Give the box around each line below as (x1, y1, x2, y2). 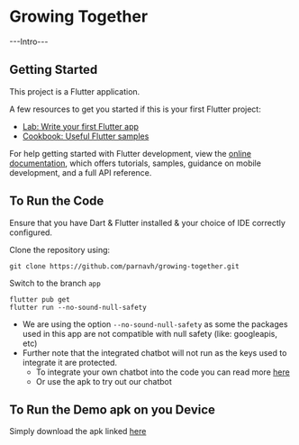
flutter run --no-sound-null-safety (9, 303, 147, 312)
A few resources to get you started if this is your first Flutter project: (9, 104, 261, 114)
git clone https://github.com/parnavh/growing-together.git (9, 261, 240, 271)
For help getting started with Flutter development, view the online (9, 148, 252, 159)
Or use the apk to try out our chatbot (35, 376, 173, 386)
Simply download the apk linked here (9, 426, 147, 437)
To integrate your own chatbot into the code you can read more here (35, 367, 290, 377)
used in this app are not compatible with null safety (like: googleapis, (22, 328, 277, 339)
